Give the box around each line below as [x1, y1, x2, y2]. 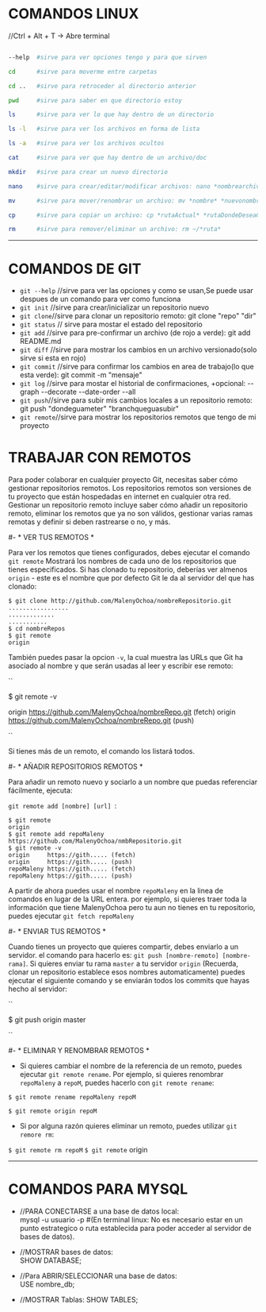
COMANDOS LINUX [8, 5, 139, 23]
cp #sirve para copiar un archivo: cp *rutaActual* [8, 211, 200, 219]
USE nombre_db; [19, 1279, 75, 1289]
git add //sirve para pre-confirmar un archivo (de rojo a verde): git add [19, 328, 251, 338]
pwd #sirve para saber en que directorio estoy [8, 96, 182, 104]
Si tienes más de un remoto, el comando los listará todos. [8, 747, 196, 756]
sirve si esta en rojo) [19, 353, 87, 363]
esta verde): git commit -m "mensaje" [19, 370, 142, 380]
